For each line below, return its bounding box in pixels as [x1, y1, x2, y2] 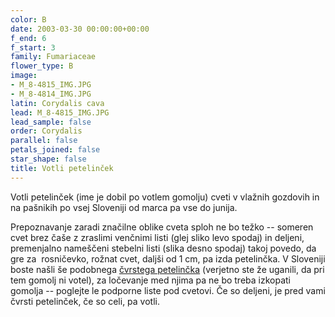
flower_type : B [10, 61, 74, 71]
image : [10, 71, 38, 81]
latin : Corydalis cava [10, 98, 105, 108]
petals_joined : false [10, 145, 101, 155]
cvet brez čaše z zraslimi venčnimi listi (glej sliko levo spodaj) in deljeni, [10, 231, 305, 243]
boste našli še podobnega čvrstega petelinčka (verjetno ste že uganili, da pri [10, 263, 325, 275]
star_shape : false [10, 154, 87, 164]
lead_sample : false [10, 117, 92, 127]
